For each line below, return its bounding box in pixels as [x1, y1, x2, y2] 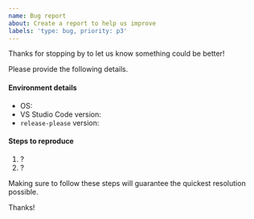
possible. [8, 187, 39, 196]
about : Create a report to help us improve [8, 19, 157, 27]
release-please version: [19, 118, 100, 127]
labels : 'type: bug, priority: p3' [8, 27, 128, 35]
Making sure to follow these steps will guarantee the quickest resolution [8, 178, 247, 188]
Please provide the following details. [8, 64, 129, 74]
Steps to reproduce [8, 136, 74, 146]
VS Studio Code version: [19, 109, 102, 119]
